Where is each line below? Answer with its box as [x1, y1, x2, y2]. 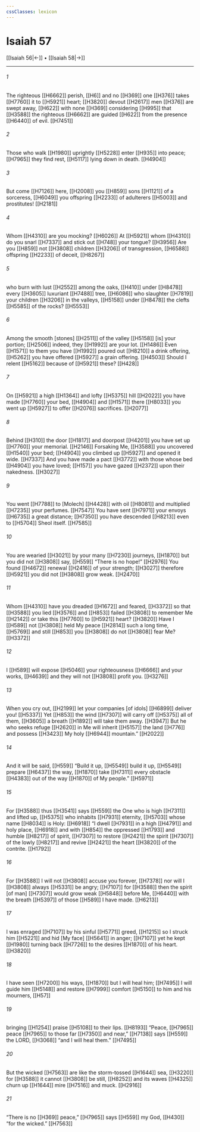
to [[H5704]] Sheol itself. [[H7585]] [6, 520, 92, 527]
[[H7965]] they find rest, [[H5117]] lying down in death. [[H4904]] [6, 156, 167, 163]
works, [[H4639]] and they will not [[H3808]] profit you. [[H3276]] [6, 673, 168, 680]
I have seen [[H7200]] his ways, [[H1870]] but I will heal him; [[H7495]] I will [6, 979, 192, 987]
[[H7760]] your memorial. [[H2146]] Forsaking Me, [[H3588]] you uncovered [6, 443, 193, 450]
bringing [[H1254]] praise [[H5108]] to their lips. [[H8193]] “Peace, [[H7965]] [6, 1024, 193, 1031]
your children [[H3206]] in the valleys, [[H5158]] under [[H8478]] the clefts [6, 296, 190, 303]
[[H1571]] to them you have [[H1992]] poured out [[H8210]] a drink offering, [6, 347, 190, 354]
